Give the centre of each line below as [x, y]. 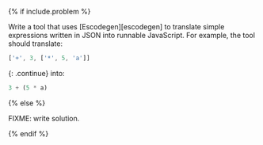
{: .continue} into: [36, 73]
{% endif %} [29, 133]
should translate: [36, 44]
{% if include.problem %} [50, 11]
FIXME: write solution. [44, 118]
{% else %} [27, 103]
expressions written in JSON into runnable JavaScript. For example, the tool [132, 35]
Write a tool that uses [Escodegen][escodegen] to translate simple [116, 27]
